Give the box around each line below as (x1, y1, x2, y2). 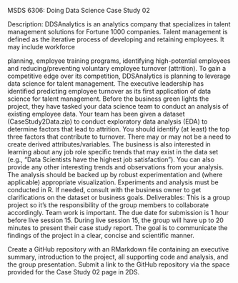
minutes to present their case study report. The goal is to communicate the (7, 224, 228, 232)
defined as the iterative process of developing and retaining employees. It (7, 35, 224, 44)
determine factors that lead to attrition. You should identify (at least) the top (7, 125, 230, 133)
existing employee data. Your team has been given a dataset (7, 110, 185, 118)
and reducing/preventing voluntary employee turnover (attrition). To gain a (7, 64, 227, 72)
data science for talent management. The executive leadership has (7, 79, 204, 88)
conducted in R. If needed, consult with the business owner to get (7, 186, 202, 194)
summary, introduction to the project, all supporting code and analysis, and (7, 253, 229, 261)
